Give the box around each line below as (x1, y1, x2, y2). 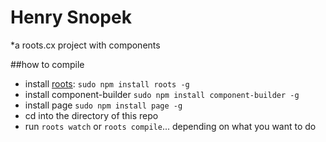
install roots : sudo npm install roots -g (24, 77, 190, 90)
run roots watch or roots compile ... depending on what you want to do (24, 120, 317, 132)
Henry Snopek (10, 6, 132, 29)
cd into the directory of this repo (24, 109, 159, 121)
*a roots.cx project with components (10, 39, 161, 51)
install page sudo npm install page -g (24, 99, 183, 111)
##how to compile (10, 58, 85, 70)
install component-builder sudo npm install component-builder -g (24, 88, 300, 100)
